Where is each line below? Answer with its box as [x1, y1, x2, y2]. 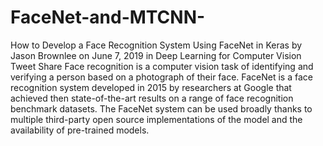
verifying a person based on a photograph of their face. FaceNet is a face [10, 71, 313, 83]
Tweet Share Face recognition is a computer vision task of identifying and [10, 60, 314, 72]
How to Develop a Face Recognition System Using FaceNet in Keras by [10, 39, 303, 51]
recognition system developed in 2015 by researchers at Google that [10, 81, 292, 93]
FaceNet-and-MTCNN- [10, 6, 206, 29]
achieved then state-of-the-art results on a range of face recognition [10, 92, 294, 104]
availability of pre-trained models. [10, 124, 150, 136]
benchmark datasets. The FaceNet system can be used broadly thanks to [10, 102, 313, 115]
